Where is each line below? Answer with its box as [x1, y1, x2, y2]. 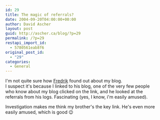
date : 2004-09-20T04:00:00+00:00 [5, 17, 76, 22]
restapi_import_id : [5, 41, 47, 46]
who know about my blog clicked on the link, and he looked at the [5, 89, 143, 95]
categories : [5, 59, 31, 64]
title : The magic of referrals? [5, 12, 74, 17]
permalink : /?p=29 [5, 36, 44, 41]
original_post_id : [5, 50, 44, 55]
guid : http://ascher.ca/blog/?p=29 [5, 31, 81, 36]
